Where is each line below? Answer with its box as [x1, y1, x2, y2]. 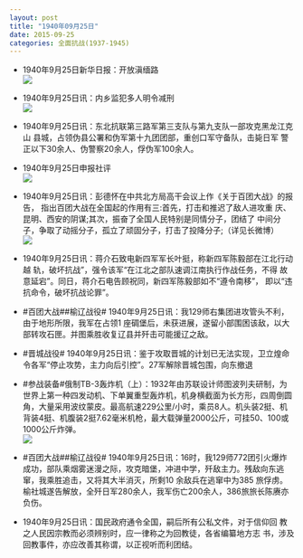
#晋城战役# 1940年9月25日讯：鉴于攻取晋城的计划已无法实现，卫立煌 [22, 348, 282, 359]
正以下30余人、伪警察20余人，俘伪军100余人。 [22, 144, 199, 155]
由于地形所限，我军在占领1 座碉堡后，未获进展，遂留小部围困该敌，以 [22, 317, 282, 328]
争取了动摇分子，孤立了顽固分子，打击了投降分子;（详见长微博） [38, 225, 279, 236]
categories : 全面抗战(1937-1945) [9, 38, 130, 48]
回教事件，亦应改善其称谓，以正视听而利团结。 [22, 539, 197, 550]
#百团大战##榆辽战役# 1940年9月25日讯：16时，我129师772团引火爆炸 [22, 452, 288, 463]
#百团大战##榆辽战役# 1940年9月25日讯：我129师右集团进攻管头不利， [22, 307, 289, 317]
